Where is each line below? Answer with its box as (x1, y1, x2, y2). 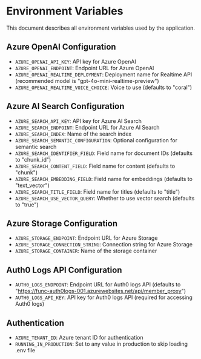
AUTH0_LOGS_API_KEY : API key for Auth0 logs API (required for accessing (15, 294, 193, 301)
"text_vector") (15, 182, 50, 189)
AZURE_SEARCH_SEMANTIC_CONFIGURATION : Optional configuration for (15, 136, 177, 143)
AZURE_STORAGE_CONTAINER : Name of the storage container (15, 247, 157, 255)
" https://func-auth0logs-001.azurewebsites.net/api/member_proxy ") (15, 288, 186, 295)
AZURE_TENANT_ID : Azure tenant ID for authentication (15, 334, 143, 341)
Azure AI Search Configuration (6, 101, 125, 111)
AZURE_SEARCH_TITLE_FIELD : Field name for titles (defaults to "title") (15, 188, 180, 195)
